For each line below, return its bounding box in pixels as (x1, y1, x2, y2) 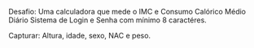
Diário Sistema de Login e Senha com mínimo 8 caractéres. (8, 15, 208, 25)
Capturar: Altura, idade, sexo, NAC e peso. (8, 31, 151, 40)
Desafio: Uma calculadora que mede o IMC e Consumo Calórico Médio (8, 7, 247, 16)
